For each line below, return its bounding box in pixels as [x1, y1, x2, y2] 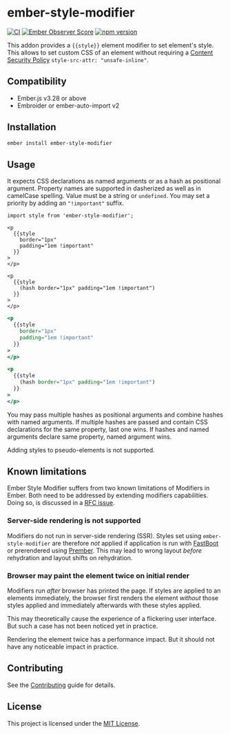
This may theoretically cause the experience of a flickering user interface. [7, 615, 217, 623]
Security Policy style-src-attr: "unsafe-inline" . [7, 55, 149, 63]
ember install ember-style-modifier [7, 139, 112, 146]
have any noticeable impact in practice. [7, 643, 119, 651]
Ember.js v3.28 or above [17, 94, 87, 102]
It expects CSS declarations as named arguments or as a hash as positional [7, 177, 221, 186]
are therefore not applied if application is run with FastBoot [52, 539, 219, 547]
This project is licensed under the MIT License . [7, 719, 140, 727]
